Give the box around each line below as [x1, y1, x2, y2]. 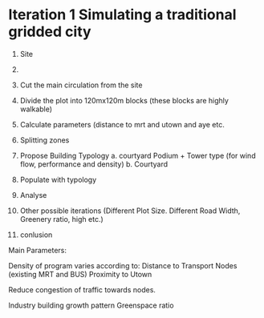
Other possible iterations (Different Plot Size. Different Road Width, [19, 206, 241, 215]
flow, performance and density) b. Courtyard [19, 159, 169, 169]
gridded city [8, 22, 91, 41]
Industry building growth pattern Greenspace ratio [8, 300, 174, 310]
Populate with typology [19, 175, 97, 184]
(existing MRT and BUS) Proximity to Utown [8, 269, 152, 279]
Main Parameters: [8, 245, 67, 255]
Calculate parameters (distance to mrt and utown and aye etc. [19, 119, 225, 129]
